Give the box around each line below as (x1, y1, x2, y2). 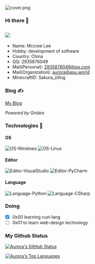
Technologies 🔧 (5, 122, 43, 129)
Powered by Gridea (5, 110, 44, 116)
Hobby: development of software (12, 48, 80, 54)
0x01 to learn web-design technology (12, 219, 89, 225)
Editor (5, 157, 18, 163)
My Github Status (5, 232, 48, 239)
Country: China (12, 53, 43, 59)
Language (5, 179, 26, 185)
